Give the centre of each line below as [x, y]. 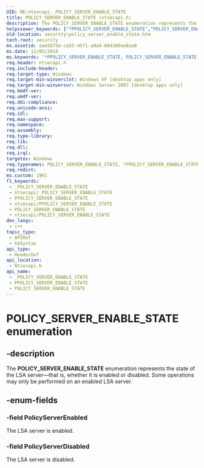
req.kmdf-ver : [24, 91]
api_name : [19, 272]
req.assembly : [24, 131]
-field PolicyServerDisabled [48, 447]
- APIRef [20, 237]
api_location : [24, 260]
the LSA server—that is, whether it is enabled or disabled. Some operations [100, 375]
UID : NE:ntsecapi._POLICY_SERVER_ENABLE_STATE [66, 12]
